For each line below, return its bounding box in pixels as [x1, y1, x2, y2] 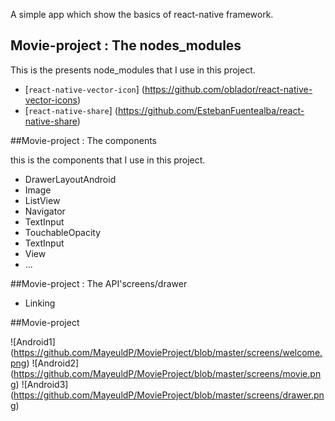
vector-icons [24, 94, 78, 106]
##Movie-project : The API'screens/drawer [10, 277, 188, 289]
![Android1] [10, 335, 56, 348]
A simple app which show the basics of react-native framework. [10, 9, 274, 20]
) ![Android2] [26, 357, 80, 369]
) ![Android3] [15, 378, 69, 390]
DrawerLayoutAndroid [24, 173, 117, 185]
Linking [24, 297, 56, 309]
